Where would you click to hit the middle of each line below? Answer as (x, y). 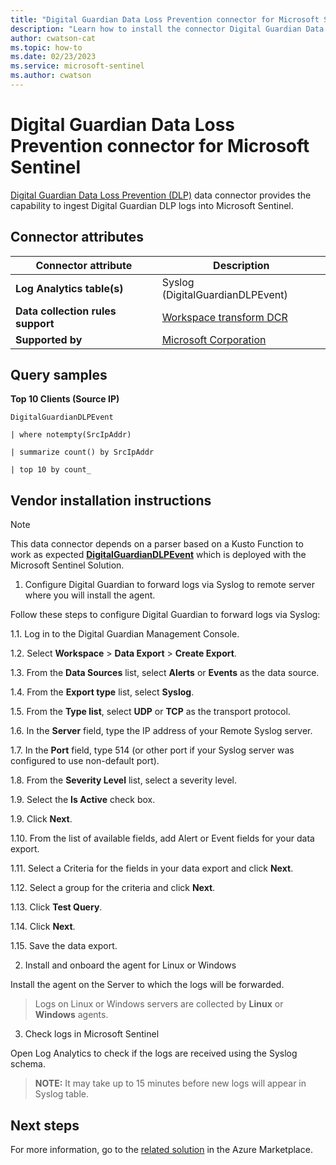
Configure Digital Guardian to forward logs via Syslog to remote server (169, 585)
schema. (28, 1064)
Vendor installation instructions (111, 500)
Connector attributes (77, 237)
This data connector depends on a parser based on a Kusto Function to (157, 544)
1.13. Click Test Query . (56, 907)
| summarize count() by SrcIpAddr (82, 452)
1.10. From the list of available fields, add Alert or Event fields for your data (162, 838)
